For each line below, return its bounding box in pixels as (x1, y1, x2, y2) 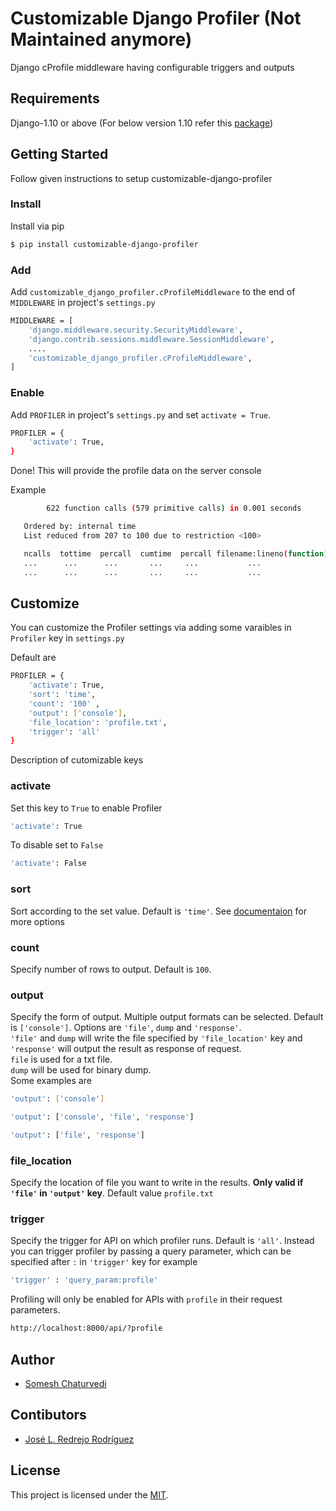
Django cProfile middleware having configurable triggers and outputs (10, 61, 295, 73)
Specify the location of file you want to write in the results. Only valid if (10, 1177, 304, 1189)
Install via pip (10, 220, 65, 232)
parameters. (10, 1304, 61, 1316)
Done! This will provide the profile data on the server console (10, 465, 262, 477)
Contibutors (10, 1407, 87, 1424)
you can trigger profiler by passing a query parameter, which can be (10, 1245, 292, 1257)
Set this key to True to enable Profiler (10, 802, 163, 814)
